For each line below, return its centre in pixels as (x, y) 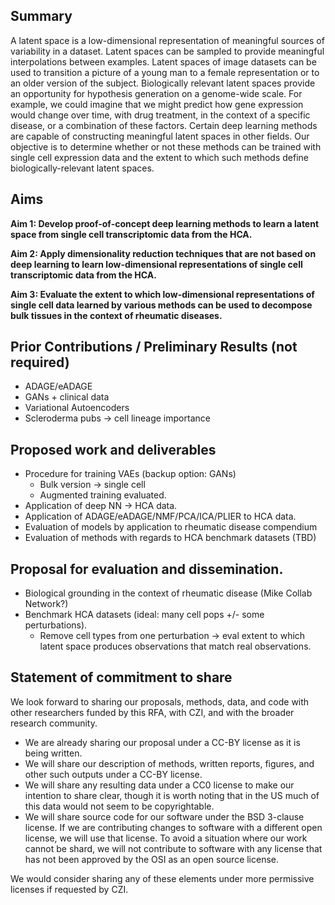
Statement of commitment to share (121, 677)
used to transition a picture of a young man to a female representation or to (165, 72)
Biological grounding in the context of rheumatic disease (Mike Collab (168, 593)
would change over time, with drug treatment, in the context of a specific (160, 115)
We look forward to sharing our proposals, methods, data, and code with (160, 701)
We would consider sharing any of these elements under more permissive (162, 878)
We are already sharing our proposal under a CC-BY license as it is (162, 742)
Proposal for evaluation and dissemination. (147, 569)
